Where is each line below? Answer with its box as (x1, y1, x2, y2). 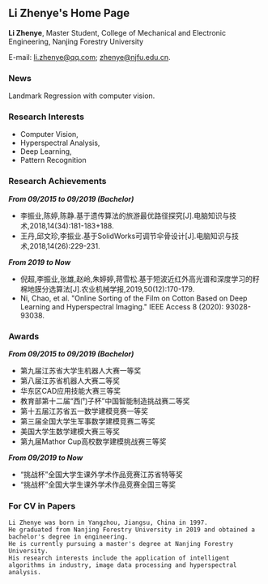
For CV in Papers (8, 500, 76, 511)
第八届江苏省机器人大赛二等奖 (19, 376, 120, 386)
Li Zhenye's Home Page (8, 6, 130, 20)
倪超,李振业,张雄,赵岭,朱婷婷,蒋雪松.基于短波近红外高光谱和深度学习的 (19, 274, 253, 283)
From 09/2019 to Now (8, 453, 83, 463)
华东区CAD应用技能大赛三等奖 (19, 386, 121, 395)
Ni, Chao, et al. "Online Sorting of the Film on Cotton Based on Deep (19, 293, 248, 303)
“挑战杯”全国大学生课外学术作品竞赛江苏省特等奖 (19, 470, 184, 479)
